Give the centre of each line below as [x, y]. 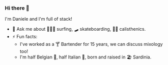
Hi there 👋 [17, 8]
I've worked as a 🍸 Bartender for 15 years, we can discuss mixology [91, 44]
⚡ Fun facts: [25, 37]
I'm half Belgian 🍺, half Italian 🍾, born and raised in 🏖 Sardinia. [86, 57]
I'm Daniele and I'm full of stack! [38, 19]
